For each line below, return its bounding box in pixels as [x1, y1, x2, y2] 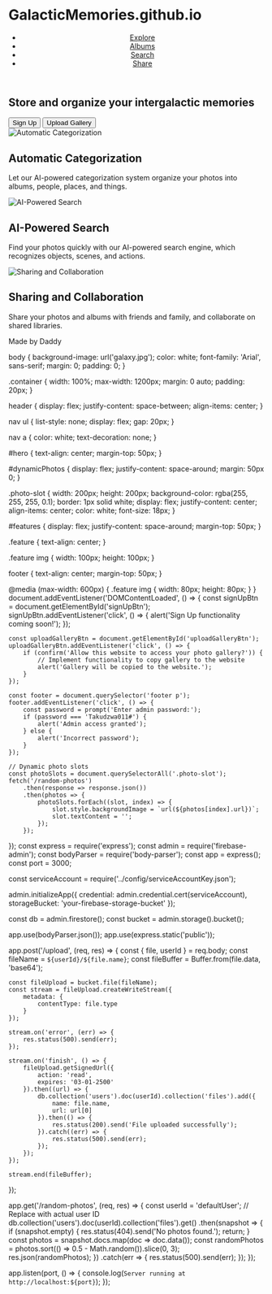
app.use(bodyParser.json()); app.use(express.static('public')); [8, 929, 215, 940]
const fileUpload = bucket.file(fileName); [8, 978, 158, 987]
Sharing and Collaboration [8, 290, 145, 304]
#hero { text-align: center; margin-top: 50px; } [8, 448, 162, 458]
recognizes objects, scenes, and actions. [8, 250, 146, 261]
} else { [23, 727, 53, 735]
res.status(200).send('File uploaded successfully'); [51, 1120, 238, 1129]
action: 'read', [37, 1070, 93, 1079]
